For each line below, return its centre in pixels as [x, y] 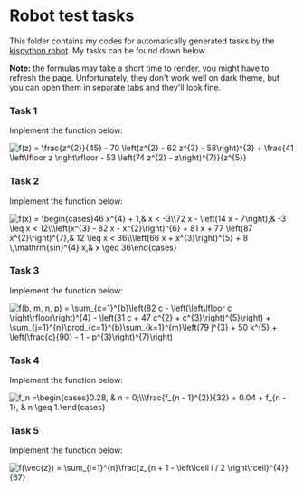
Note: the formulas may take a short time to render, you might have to [139, 68]
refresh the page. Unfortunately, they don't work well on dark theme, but [145, 77]
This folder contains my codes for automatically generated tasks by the [142, 41]
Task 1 [24, 110]
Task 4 [24, 360]
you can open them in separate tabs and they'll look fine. [115, 87]
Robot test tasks [72, 16]
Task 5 [24, 431]
